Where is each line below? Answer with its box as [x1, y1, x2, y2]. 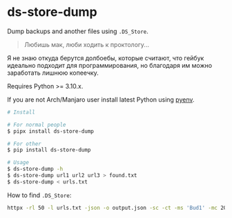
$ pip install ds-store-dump [7, 147, 91, 154]
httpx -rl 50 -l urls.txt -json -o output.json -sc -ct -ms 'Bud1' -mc [7, 204, 217, 211]
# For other [7, 140, 41, 147]
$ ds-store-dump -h [7, 165, 64, 173]
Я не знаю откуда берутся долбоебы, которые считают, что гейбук [7, 53, 204, 62]
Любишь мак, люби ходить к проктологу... [23, 40, 150, 48]
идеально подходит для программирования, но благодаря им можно [7, 61, 213, 69]
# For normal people [7, 121, 67, 128]
